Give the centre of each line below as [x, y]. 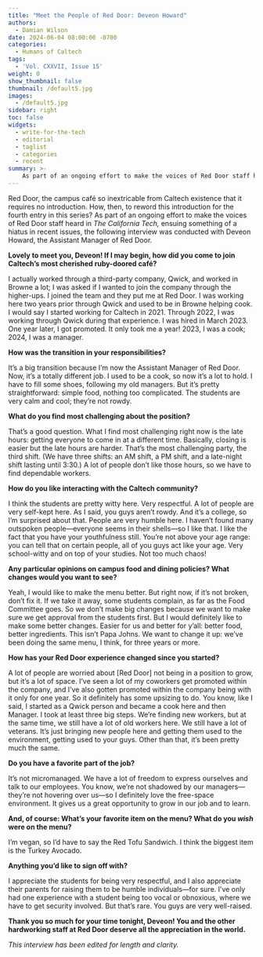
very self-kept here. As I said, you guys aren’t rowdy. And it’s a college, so [128, 512]
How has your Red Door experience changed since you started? [114, 657]
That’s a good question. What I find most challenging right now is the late [126, 431]
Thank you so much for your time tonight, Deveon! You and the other [122, 921]
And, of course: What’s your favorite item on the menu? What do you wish [131, 818]
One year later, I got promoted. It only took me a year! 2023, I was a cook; [127, 329]
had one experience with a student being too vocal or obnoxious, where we [130, 897]
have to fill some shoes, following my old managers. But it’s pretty [114, 384]
